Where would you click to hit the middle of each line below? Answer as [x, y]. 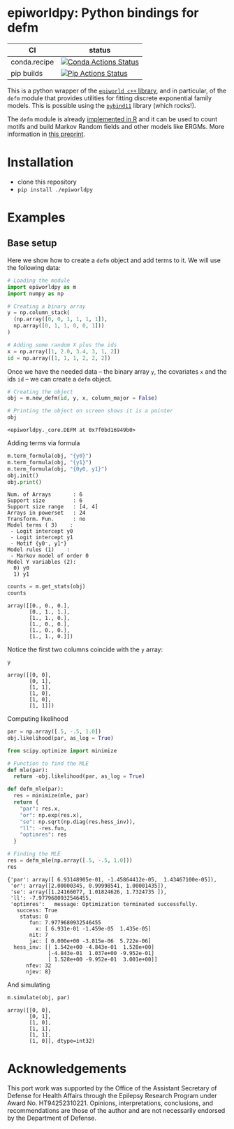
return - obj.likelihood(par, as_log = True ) [79, 776]
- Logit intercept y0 [42, 532]
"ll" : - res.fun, [44, 828]
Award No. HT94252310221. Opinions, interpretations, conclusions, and [110, 1103]
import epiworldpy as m [42, 287]
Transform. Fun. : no [46, 519]
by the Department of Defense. [52, 1118]
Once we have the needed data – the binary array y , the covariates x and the [117, 371]
